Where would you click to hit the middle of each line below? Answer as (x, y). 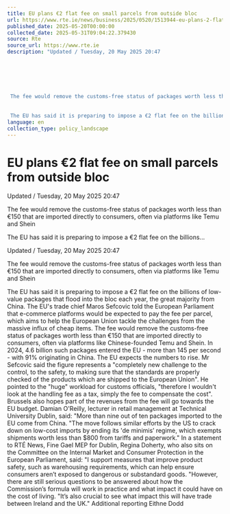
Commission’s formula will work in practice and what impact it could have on (115, 489)
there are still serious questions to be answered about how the (95, 482)
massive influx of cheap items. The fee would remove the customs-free (108, 328)
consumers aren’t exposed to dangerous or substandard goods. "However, (113, 474)
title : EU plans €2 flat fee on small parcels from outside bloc (102, 13)
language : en (26, 122)
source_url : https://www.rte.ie (53, 45)
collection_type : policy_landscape (58, 128)
